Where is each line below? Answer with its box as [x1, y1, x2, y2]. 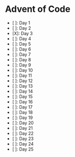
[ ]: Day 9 [12, 62, 31, 68]
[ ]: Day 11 [12, 72, 32, 78]
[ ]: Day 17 [12, 104, 33, 110]
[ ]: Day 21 [12, 125, 33, 131]
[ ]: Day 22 [12, 130, 34, 136]
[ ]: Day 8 [12, 56, 31, 62]
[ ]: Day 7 [12, 51, 31, 57]
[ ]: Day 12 [12, 78, 33, 84]
